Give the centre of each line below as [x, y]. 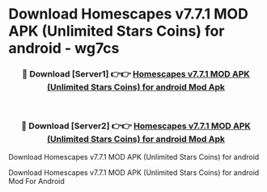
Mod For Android [36, 181]
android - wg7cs [64, 48]
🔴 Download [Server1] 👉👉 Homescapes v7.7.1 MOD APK [136, 74]
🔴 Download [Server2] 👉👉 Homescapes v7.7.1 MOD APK [136, 126]
